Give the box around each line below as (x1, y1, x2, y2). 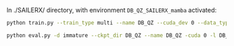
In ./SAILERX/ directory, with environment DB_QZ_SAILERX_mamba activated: (6, 6, 217, 14)
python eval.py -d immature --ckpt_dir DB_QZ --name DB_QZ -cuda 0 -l (6, 31, 217, 39)
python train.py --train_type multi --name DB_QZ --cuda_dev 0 (6, 20, 195, 26)
